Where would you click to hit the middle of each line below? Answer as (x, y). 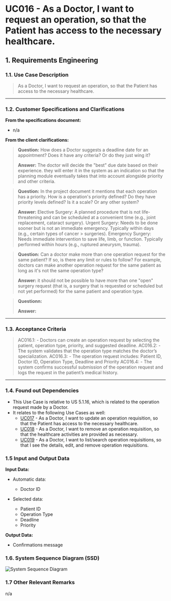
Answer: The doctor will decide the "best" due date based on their (88, 165)
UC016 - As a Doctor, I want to (70, 9)
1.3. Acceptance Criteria (36, 329)
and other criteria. (37, 181)
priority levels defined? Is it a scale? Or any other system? (78, 202)
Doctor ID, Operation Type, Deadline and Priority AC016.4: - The (85, 362)
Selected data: (28, 499)
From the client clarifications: (37, 140)
